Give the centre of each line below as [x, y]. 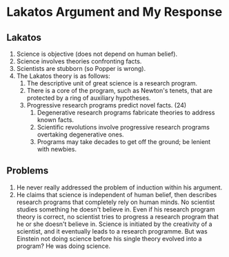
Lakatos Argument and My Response [114, 12]
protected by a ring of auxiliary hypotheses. [89, 98]
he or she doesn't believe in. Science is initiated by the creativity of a [114, 224]
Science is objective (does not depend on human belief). [97, 54]
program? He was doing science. [63, 246]
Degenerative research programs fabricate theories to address [126, 112]
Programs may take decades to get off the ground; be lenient [124, 142]
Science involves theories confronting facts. [79, 61]
